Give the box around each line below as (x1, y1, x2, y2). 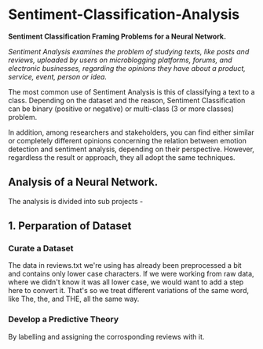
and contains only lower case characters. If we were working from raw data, (8, 269, 254, 279)
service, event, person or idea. (8, 72, 108, 81)
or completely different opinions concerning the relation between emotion (8, 136, 247, 145)
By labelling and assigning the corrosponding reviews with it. (8, 332, 205, 341)
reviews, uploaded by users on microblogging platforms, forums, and (8, 55, 232, 65)
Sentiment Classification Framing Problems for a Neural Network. (8, 32, 226, 41)
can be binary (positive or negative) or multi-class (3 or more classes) (8, 104, 234, 113)
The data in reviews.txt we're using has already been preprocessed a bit (8, 261, 242, 270)
